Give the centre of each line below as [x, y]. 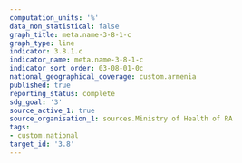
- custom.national [44, 136]
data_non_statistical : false [64, 26]
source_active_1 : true [52, 110]
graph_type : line [42, 43]
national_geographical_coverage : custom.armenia [103, 77]
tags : [19, 128]
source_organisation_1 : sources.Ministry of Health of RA [121, 119]
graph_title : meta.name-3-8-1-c [70, 34]
